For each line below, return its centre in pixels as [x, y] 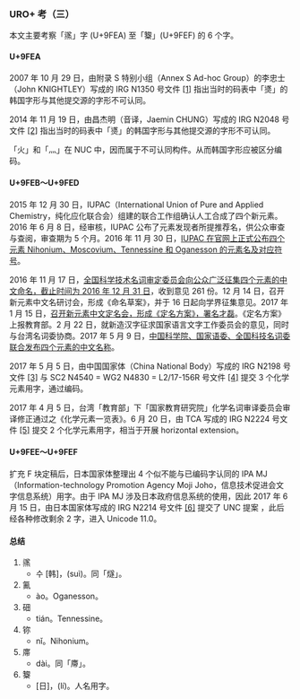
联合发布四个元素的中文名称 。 [64, 346]
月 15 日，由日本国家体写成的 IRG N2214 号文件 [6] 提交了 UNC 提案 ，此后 [147, 507]
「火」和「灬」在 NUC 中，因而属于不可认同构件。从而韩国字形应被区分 [142, 149]
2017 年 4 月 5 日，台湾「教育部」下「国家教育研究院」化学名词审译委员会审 [150, 407]
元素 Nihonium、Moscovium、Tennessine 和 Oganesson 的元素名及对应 [142, 249]
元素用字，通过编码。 [48, 389]
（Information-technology [57, 485]
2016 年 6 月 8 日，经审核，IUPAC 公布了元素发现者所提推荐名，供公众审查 [147, 227]
